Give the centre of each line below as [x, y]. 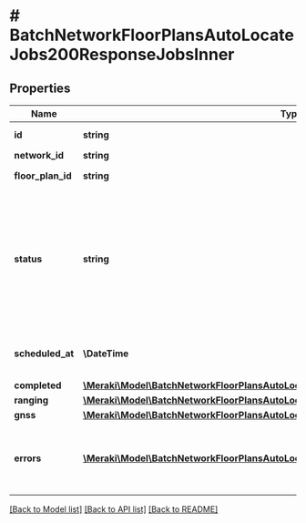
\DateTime [106, 354]
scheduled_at [44, 354]
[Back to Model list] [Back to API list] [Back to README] [114, 509]
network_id [39, 155]
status [28, 259]
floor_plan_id [43, 176]
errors [28, 458]
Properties [40, 88]
